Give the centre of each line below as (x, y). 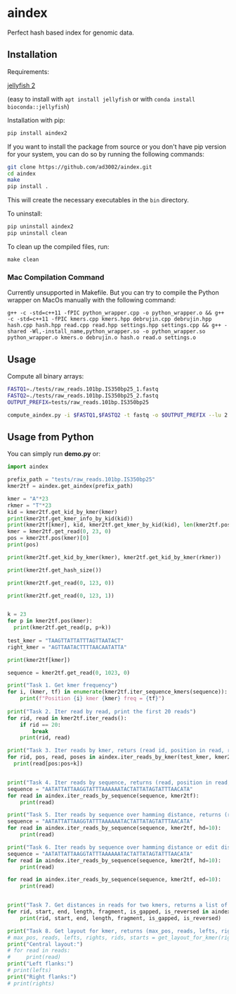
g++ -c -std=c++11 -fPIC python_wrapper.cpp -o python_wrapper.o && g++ (116, 313)
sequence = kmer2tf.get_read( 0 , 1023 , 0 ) (69, 673)
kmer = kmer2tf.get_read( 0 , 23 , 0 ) (59, 532)
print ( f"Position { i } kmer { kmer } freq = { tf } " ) (92, 699)
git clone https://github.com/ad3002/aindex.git (80, 167)
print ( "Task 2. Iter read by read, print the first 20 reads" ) (102, 711)
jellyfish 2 (21, 85)
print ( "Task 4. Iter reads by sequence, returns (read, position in (110, 783)
